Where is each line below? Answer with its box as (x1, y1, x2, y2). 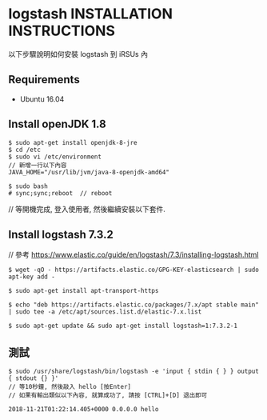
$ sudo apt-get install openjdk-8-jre (8, 138, 137, 146)
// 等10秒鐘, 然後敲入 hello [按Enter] (8, 383, 132, 391)
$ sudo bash (8, 182, 48, 190)
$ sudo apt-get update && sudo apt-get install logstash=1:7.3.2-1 (8, 322, 238, 330)
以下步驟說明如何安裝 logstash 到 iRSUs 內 (8, 49, 148, 58)
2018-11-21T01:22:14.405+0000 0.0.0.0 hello (8, 406, 159, 414)
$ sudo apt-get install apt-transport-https (8, 287, 159, 295)
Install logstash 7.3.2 (8, 227, 114, 241)
